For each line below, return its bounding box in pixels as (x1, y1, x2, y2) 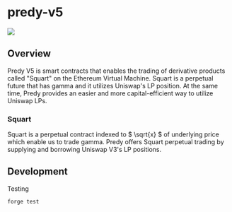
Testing (7, 184, 30, 193)
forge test (7, 198, 40, 205)
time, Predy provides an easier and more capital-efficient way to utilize (7, 89, 214, 98)
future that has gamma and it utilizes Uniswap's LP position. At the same (7, 81, 218, 90)
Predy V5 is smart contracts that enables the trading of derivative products (7, 66, 226, 75)
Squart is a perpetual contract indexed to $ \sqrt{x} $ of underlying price (7, 130, 219, 139)
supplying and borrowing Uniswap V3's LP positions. (7, 146, 161, 154)
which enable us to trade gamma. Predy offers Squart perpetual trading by (7, 138, 224, 146)
